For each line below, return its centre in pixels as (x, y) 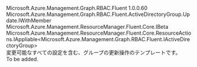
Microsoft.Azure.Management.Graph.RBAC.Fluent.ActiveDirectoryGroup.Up (98, 14)
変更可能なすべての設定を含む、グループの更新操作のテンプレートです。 (93, 52)
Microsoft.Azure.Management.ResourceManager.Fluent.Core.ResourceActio (99, 33)
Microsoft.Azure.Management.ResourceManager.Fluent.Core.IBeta (87, 27)
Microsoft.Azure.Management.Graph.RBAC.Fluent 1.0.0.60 (77, 8)
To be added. (22, 59)
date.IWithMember (29, 21)
